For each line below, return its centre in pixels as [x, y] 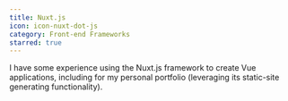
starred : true [36, 42]
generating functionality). [56, 87]
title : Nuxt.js [38, 17]
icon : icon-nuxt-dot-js [54, 26]
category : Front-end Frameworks [70, 34]
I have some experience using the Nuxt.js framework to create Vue [133, 68]
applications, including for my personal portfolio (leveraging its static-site [144, 78]
